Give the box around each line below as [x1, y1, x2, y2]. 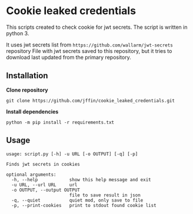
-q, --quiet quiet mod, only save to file [11, 197, 144, 203]
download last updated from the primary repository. [6, 53, 131, 61]
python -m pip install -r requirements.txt [6, 119, 115, 125]
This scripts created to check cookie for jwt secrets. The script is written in [6, 24, 188, 31]
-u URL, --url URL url [11, 182, 78, 188]
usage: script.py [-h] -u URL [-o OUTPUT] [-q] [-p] [6, 151, 138, 157]
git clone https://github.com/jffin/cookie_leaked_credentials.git [6, 98, 175, 103]
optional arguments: [6, 172, 57, 178]
